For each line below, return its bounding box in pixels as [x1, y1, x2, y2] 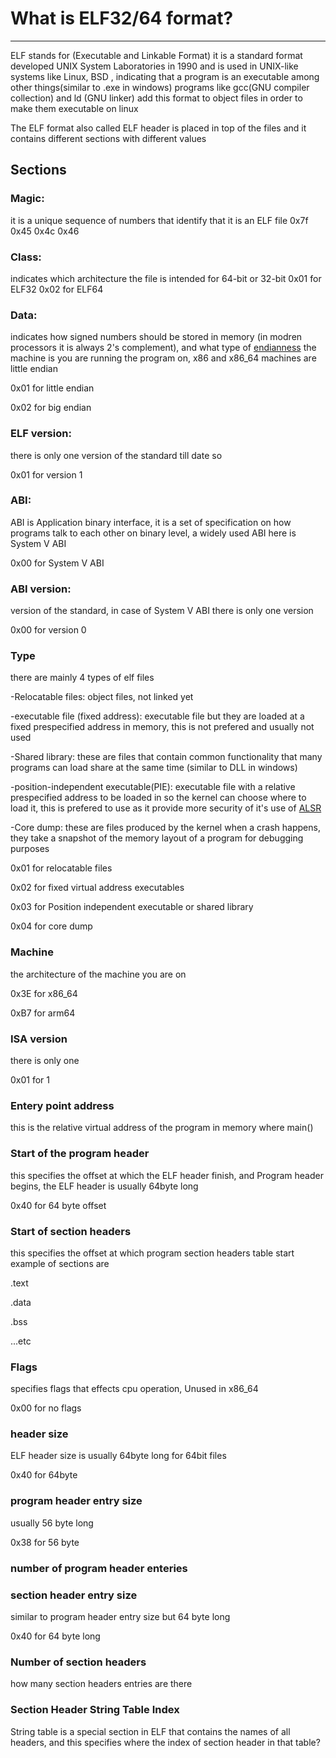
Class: [10, 250, 42, 264]
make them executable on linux [10, 102, 139, 114]
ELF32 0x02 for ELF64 [10, 283, 104, 295]
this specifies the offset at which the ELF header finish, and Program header [10, 1169, 324, 1181]
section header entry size [10, 1588, 138, 1602]
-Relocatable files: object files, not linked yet [10, 691, 194, 703]
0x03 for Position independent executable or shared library [10, 901, 254, 913]
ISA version [10, 1032, 68, 1046]
